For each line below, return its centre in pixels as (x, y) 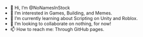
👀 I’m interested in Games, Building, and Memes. (61, 13)
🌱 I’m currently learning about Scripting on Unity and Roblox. (74, 18)
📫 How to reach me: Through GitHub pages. (57, 29)
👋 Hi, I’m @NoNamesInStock (40, 8)
